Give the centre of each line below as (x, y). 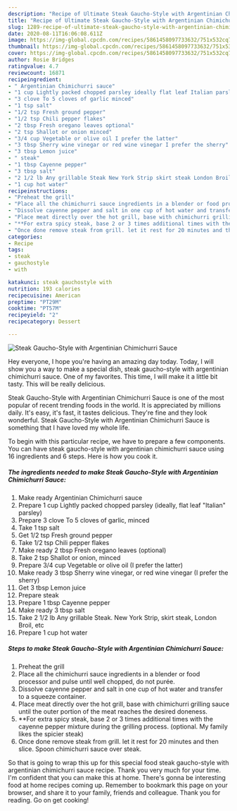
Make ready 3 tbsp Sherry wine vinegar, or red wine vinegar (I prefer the (123, 573)
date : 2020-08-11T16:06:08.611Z (55, 33)
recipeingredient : (35, 79)
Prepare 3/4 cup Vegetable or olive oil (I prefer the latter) (101, 565)
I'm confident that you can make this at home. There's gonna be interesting (117, 777)
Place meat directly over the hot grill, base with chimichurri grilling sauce (124, 704)
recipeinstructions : (38, 191)
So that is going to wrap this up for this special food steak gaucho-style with (118, 762)
